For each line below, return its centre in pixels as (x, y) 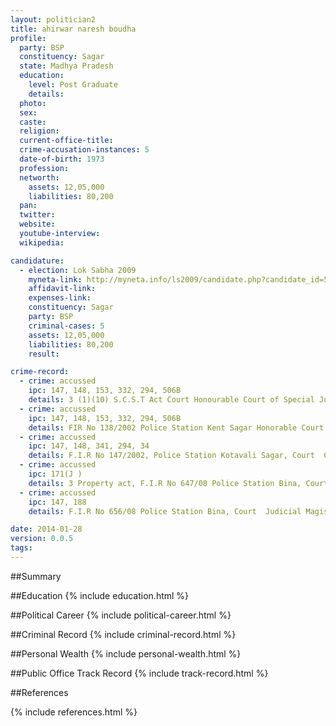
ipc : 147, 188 (57, 502)
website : (37, 224)
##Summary (36, 576)
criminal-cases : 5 (66, 326)
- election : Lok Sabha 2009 (78, 270)
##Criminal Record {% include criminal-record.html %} (123, 634)
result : (44, 354)
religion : (39, 131)
